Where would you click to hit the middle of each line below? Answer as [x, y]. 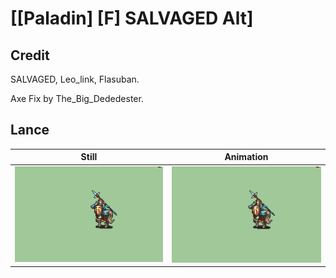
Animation [246, 157]
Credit [30, 55]
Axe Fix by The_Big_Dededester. [77, 98]
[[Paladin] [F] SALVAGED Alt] [132, 18]
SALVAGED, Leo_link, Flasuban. [75, 79]
